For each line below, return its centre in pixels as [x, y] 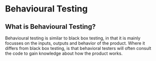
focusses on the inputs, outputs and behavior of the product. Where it [75, 43]
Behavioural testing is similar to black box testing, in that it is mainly [73, 38]
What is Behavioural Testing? [50, 27]
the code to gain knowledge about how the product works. [64, 53]
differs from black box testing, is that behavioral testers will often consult [78, 48]
